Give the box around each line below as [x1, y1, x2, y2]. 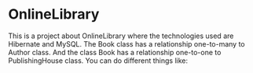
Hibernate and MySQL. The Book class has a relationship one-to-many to [8, 39, 245, 48]
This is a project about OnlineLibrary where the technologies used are [8, 31, 234, 40]
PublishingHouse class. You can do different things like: [8, 56, 189, 65]
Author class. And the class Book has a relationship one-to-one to [8, 47, 222, 57]
